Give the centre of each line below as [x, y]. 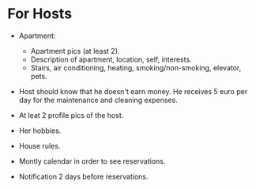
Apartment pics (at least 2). [75, 51]
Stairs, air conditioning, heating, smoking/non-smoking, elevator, [136, 67]
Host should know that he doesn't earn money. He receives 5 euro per [133, 91]
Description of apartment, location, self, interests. [111, 59]
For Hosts [40, 14]
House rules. [40, 146]
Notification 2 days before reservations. [83, 176]
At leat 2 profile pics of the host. [71, 115]
